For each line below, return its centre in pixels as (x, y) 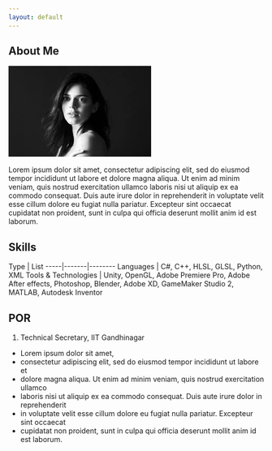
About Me (34, 52)
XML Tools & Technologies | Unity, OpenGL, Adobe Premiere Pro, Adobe (129, 275)
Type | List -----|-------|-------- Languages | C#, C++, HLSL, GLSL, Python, (136, 267)
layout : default (36, 17)
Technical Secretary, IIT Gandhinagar (82, 337)
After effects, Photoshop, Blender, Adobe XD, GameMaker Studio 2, (121, 284)
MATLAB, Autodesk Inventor (56, 293)
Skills (22, 247)
